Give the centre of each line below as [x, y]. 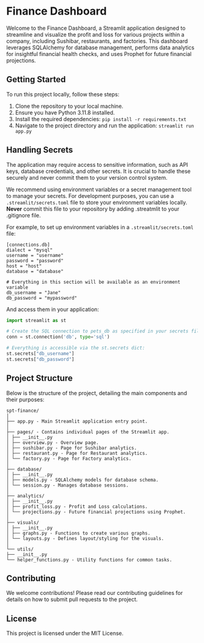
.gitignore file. [24, 215]
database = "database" [35, 271]
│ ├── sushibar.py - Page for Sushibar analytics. [72, 448]
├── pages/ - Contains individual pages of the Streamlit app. [88, 432]
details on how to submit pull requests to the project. [72, 599]
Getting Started [36, 79]
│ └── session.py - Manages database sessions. [68, 485]
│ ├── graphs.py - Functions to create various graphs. [78, 533]
